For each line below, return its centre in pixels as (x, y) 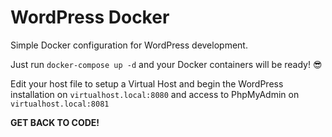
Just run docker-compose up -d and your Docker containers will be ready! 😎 (166, 64)
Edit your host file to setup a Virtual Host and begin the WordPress (147, 83)
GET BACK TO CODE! (55, 122)
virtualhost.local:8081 (60, 104)
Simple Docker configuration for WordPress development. (129, 45)
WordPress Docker (90, 17)
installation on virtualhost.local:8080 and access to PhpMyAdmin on (155, 94)
